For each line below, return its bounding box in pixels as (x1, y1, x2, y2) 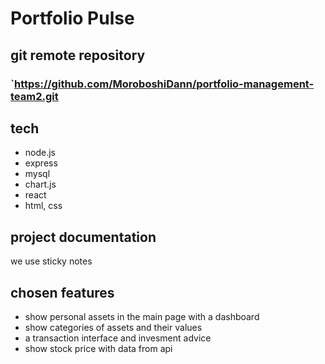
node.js (24, 147, 57, 159)
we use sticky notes (10, 255, 93, 267)
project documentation (10, 228, 157, 246)
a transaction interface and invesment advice (24, 332, 212, 344)
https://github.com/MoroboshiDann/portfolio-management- (13, 77, 315, 91)
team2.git (10, 89, 59, 103)
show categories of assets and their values (24, 321, 203, 333)
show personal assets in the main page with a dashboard (24, 310, 260, 322)
